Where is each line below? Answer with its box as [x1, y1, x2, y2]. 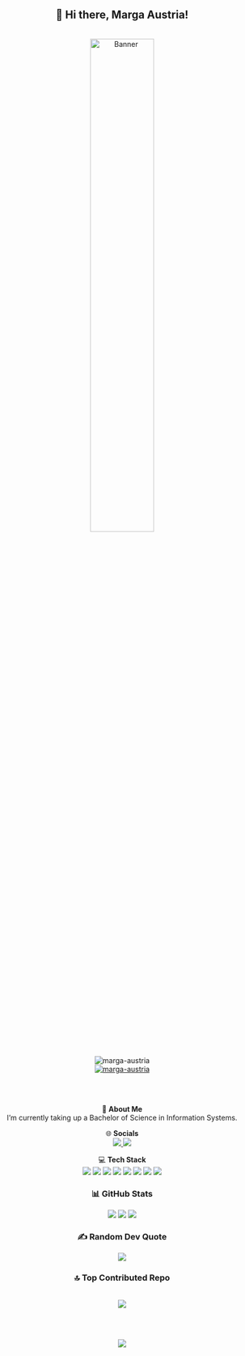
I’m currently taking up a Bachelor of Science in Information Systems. [6, 1112, 238, 1122]
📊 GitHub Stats [91, 1188, 154, 1199]
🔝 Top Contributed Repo [74, 1272, 171, 1283]
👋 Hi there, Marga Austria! [55, 8, 189, 22]
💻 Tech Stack [98, 1155, 146, 1164]
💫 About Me [102, 1104, 142, 1113]
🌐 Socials [105, 1128, 139, 1138]
